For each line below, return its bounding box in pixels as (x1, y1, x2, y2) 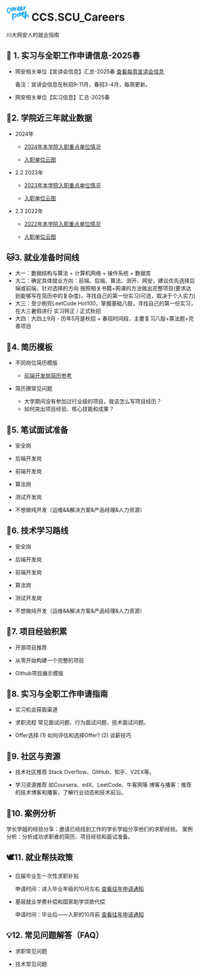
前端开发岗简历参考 (24, 372, 72, 379)
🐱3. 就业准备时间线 (6, 252, 80, 263)
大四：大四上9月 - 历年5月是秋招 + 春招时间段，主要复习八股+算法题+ (14, 315, 189, 323)
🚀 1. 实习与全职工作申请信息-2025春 (6, 51, 141, 61)
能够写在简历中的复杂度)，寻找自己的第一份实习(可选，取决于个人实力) (20, 292, 196, 300)
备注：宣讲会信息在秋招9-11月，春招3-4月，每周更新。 (14, 80, 151, 88)
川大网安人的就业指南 (6, 31, 59, 38)
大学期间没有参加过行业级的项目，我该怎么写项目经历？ (24, 398, 162, 405)
